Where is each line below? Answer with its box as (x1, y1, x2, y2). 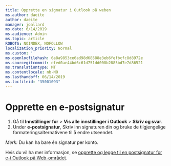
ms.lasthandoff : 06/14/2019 (5, 75, 66, 80)
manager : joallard (5, 22, 45, 27)
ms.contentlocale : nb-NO (5, 70, 58, 75)
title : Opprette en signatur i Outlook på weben (5, 7, 111, 13)
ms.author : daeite (5, 12, 45, 17)
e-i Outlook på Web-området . (5, 155, 68, 161)
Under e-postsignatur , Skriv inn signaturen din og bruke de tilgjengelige (12, 124, 166, 130)
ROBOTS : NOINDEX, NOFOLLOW (5, 41, 63, 46)
